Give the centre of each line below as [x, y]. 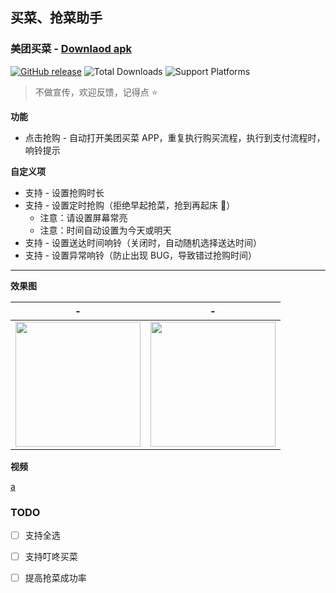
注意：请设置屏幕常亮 [83, 217]
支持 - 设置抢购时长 [64, 192]
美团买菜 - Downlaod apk [71, 49]
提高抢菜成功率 [55, 578]
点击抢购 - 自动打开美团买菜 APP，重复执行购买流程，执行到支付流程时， [175, 137]
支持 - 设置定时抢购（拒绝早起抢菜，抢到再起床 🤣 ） [130, 205]
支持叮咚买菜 [51, 557]
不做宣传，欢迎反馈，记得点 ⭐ [96, 92]
